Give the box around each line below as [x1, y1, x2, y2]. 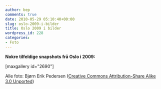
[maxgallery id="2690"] [5, 63, 54, 69]
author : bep [5, 7, 30, 12]
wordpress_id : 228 [5, 30, 43, 35]
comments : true [5, 12, 37, 17]
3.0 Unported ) [5, 78, 34, 84]
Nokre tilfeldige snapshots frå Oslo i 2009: [5, 53, 95, 59]
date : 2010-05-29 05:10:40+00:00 [5, 16, 75, 21]
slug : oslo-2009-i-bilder [5, 21, 59, 26]
